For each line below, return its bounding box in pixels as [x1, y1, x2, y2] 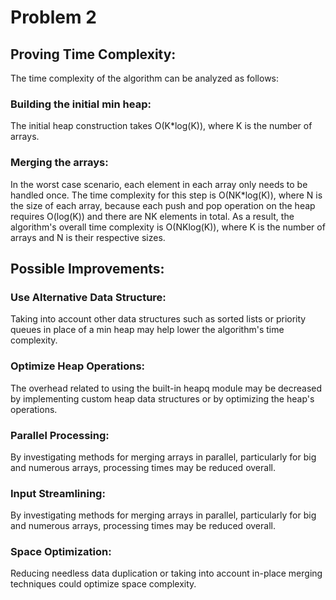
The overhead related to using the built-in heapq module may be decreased [10, 382, 323, 394]
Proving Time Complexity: [10, 46, 177, 63]
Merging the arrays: [10, 156, 109, 170]
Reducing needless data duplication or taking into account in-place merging [10, 567, 323, 580]
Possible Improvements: [10, 260, 165, 277]
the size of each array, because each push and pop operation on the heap [10, 199, 316, 211]
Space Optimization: [10, 545, 112, 559]
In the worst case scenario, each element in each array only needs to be [10, 178, 308, 190]
